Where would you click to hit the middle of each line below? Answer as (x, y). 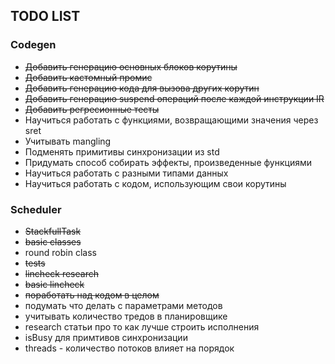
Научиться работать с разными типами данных (126, 173)
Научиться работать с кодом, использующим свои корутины (155, 183)
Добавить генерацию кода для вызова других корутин (142, 88)
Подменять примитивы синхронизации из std (122, 151)
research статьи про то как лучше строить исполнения (142, 326)
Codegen (33, 45)
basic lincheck (54, 284)
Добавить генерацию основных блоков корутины (131, 66)
